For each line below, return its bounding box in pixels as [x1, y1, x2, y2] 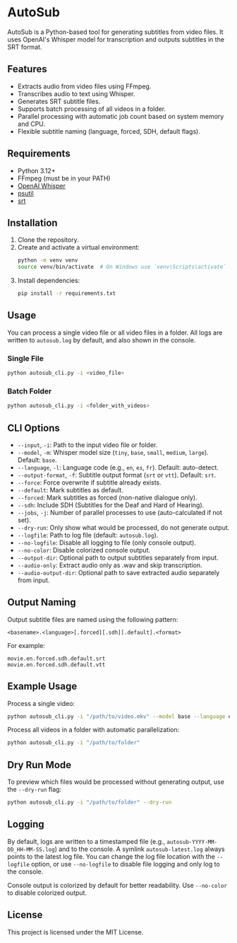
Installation [7, 216, 58, 228]
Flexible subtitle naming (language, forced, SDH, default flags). [17, 127, 201, 135]
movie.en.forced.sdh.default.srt [7, 655, 106, 662]
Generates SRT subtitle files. [17, 97, 101, 105]
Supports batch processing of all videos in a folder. [17, 104, 166, 113]
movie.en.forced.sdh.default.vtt [7, 661, 106, 669]
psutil [17, 189, 34, 197]
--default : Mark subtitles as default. [17, 485, 123, 494]
